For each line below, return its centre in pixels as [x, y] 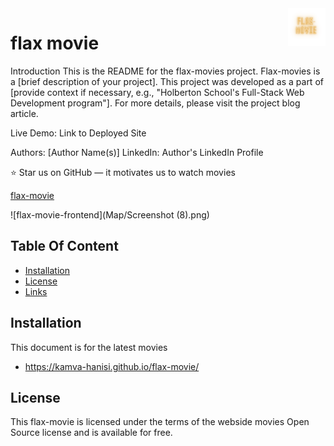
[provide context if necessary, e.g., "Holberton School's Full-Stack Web [157, 92]
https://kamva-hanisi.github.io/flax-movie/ [112, 366]
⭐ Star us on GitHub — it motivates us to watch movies [123, 172]
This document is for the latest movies [89, 347]
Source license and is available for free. [91, 433]
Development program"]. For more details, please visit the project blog [155, 103]
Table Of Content [64, 246]
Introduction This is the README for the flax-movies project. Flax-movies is [165, 71]
